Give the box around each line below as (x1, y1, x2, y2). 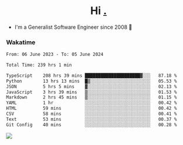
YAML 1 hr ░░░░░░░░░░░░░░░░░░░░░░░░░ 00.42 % (6, 100, 177, 106)
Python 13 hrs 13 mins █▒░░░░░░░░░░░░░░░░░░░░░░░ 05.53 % (6, 78, 177, 84)
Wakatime (6, 38, 36, 46)
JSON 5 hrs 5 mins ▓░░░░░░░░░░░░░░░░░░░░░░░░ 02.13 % (6, 83, 177, 89)
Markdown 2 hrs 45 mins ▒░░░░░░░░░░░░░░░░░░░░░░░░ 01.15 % (6, 95, 177, 100)
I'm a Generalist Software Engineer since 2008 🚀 (14, 23, 133, 31)
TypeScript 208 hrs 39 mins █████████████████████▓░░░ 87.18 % (6, 72, 177, 79)
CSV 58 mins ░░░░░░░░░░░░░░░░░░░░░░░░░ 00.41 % (6, 111, 177, 117)
